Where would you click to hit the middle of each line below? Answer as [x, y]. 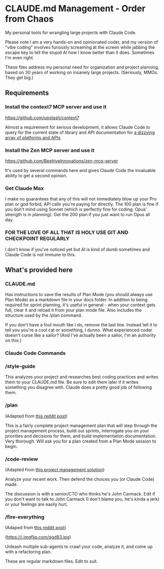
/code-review [22, 459]
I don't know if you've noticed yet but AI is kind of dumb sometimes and [78, 249]
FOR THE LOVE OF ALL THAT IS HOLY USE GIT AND [67, 232]
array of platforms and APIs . [34, 137]
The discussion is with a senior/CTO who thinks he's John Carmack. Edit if [80, 494]
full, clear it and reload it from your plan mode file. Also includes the [73, 310]
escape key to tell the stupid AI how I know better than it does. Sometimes [80, 52]
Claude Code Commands [35, 353]
